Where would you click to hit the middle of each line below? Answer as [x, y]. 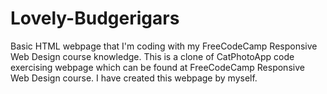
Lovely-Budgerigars [95, 18]
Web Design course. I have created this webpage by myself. [134, 78]
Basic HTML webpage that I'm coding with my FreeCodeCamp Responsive [164, 46]
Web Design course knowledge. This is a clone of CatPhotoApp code [152, 56]
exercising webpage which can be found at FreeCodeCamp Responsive [157, 67]
